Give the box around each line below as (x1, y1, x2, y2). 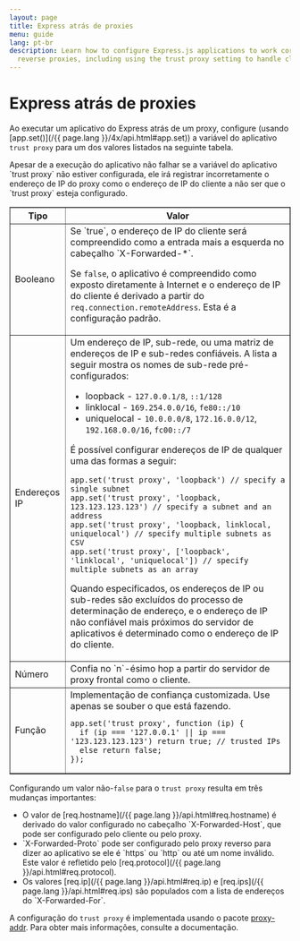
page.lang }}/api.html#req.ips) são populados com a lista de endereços (21, 885, 285, 896)
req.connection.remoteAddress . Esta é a (70, 301, 237, 313)
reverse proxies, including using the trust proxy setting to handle (17, 55, 281, 64)
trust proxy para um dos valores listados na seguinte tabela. (9, 141, 234, 152)
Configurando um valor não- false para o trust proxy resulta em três (9, 783, 263, 793)
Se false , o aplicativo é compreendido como (70, 267, 257, 279)
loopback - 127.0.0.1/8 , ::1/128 (85, 389, 223, 402)
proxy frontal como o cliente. (70, 673, 191, 686)
